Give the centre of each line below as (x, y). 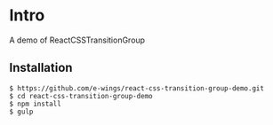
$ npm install (36, 104)
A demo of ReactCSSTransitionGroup (77, 40)
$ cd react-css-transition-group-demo (81, 96)
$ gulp (21, 112)
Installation (41, 68)
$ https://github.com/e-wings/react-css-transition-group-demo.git (137, 88)
